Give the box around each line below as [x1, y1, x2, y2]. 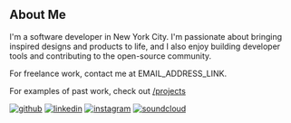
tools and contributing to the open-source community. [9, 50, 212, 61]
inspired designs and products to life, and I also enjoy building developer [9, 41, 281, 52]
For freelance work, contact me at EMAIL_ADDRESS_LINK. [9, 68, 228, 79]
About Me [9, 7, 66, 23]
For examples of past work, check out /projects [9, 85, 186, 96]
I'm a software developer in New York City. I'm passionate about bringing [9, 31, 283, 42]
